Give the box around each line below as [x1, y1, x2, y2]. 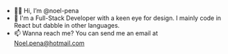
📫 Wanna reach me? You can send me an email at [13, 29, 158, 37]
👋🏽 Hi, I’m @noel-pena [13, 7, 79, 15]
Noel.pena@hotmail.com [13, 39, 85, 47]
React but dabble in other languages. [13, 21, 120, 29]
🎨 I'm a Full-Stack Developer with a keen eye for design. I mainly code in [13, 14, 221, 22]
